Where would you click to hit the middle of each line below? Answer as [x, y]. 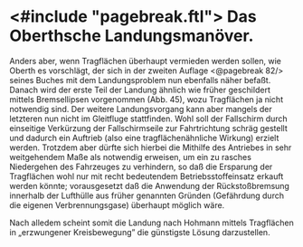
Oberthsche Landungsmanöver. [132, 36]
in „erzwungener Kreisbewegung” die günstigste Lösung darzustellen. [140, 232]
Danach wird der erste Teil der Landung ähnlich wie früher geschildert [140, 90]
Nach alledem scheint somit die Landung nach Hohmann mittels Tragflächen [151, 223]
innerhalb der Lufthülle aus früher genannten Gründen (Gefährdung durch [147, 195]
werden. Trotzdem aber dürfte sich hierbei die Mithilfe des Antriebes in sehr [151, 147]
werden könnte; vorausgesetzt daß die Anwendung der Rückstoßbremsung [149, 185]
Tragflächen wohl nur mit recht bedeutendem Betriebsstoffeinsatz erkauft [147, 176]
